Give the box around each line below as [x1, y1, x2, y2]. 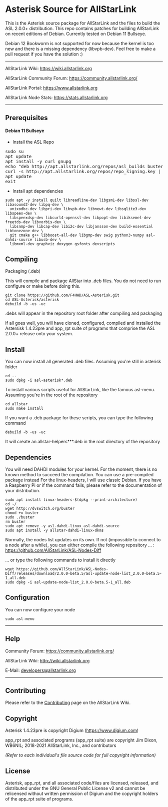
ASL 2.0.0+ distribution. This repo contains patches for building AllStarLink [5, 25, 159, 31]
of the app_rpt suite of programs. [5, 796, 73, 802]
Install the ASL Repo [12, 139, 54, 145]
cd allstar [5, 402, 28, 407]
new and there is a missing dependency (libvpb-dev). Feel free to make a [5, 46, 156, 52]
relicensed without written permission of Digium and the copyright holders [5, 790, 158, 796]
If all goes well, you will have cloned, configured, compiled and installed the [5, 320, 161, 326]
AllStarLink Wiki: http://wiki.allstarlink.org [5, 657, 90, 663]
